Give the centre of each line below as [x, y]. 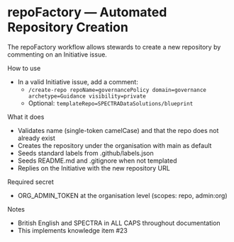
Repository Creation [68, 27]
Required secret [31, 182]
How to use [24, 68]
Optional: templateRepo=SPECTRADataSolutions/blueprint [111, 103]
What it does [26, 117]
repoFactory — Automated [87, 12]
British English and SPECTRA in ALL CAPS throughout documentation [119, 223]
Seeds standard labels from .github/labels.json [85, 153]
